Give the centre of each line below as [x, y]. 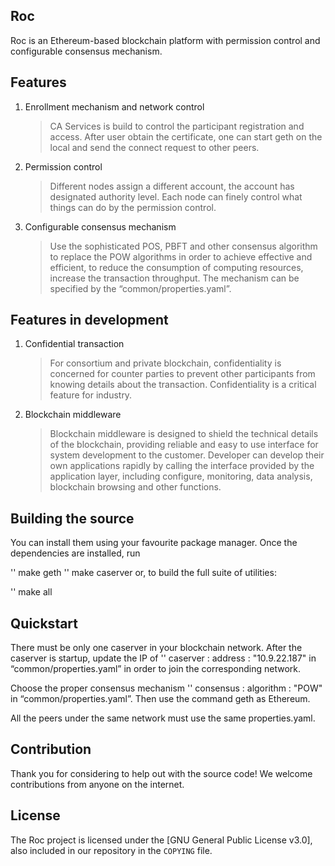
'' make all [31, 592]
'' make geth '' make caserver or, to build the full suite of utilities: [143, 573]
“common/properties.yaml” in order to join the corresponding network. [156, 669]
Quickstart [44, 623]
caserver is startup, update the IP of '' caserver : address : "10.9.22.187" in [163, 658]
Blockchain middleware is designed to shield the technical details [184, 434]
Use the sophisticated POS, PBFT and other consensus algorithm [183, 246]
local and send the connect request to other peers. [154, 147]
